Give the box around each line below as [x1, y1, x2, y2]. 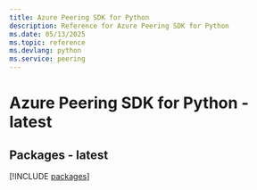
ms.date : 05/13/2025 [9, 29, 87, 38]
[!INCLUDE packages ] [9, 171, 90, 181]
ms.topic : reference [9, 37, 87, 47]
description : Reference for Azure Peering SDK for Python [9, 21, 229, 30]
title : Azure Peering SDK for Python [9, 12, 150, 22]
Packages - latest [9, 147, 109, 162]
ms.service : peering [9, 54, 87, 63]
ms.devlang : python [9, 46, 82, 55]
